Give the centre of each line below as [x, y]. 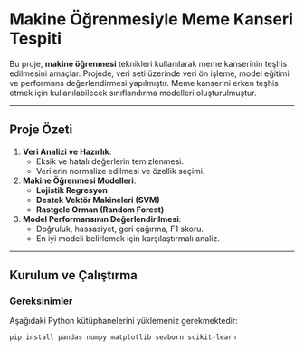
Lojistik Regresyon [72, 190]
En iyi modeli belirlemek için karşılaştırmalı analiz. [128, 238]
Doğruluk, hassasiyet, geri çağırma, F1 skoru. [120, 229]
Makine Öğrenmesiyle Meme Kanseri [152, 19]
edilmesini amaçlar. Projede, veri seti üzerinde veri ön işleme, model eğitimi [149, 73]
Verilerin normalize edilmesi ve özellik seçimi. [120, 171]
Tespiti [35, 39]
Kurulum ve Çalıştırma [74, 275]
